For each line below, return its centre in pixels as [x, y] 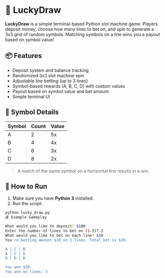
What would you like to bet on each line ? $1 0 [54, 235]
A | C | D [15, 254]
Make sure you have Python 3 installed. [53, 198]
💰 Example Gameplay [26, 218]
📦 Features [24, 56]
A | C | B [15, 249]
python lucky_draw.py [28, 213]
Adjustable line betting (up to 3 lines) [50, 81]
